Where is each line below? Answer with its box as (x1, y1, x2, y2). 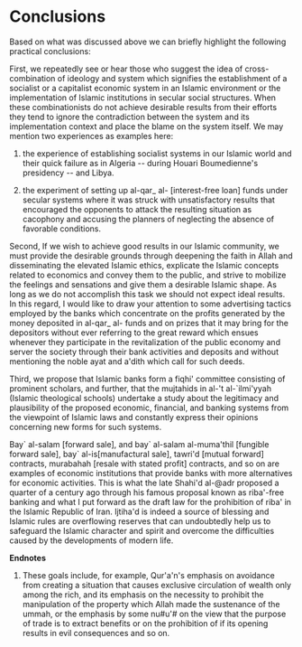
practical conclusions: (9, 45, 92, 56)
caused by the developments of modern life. (9, 535, 174, 546)
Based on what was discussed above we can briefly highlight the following (9, 36, 287, 47)
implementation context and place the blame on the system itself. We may (9, 120, 284, 132)
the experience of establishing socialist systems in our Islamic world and (22, 147, 292, 159)
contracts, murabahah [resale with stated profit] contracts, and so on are (9, 458, 279, 469)
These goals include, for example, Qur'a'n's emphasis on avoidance (22, 569, 275, 580)
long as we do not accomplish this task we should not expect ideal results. (9, 288, 286, 299)
